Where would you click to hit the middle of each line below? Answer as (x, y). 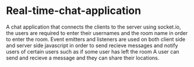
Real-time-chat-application (74, 11)
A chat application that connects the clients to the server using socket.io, (94, 27)
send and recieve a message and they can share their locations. (83, 58)
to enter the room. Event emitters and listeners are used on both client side (96, 39)
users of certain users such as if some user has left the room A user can (93, 51)
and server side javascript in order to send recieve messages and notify (92, 45)
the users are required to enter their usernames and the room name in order (97, 33)
